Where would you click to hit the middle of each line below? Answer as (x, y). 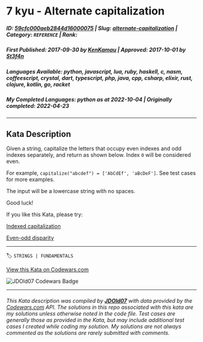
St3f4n (15, 56)
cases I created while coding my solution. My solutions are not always (94, 326)
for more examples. (31, 180)
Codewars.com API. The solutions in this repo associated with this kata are (100, 307)
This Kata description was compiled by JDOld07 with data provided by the (99, 300)
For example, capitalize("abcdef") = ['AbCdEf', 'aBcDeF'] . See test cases (101, 173)
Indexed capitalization (34, 226)
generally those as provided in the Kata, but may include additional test (95, 320)
